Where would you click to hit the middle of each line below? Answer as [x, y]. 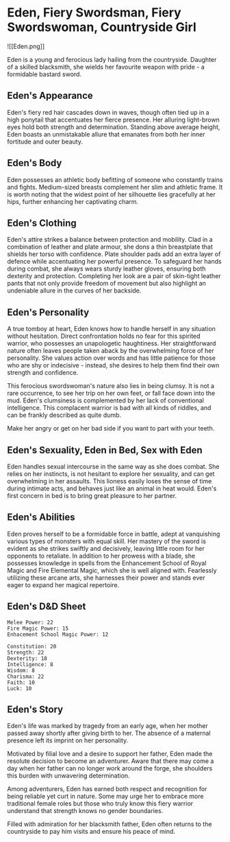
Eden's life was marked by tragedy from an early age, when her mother [107, 726]
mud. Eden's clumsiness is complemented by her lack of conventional [105, 400]
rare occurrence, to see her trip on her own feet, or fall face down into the [111, 394]
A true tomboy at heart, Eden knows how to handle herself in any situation [111, 329]
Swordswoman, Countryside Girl [102, 27]
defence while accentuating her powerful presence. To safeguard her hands [114, 262]
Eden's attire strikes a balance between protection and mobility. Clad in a [110, 240]
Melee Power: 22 [30, 622]
